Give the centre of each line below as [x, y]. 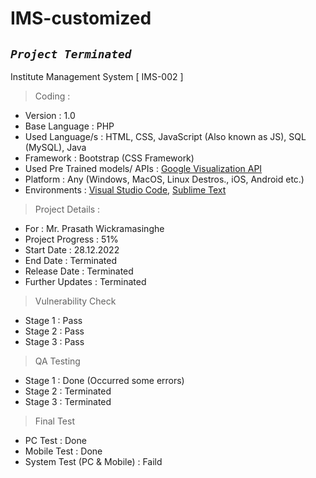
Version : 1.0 [50, 115]
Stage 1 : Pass [53, 320]
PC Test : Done [55, 440]
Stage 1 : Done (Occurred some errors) [104, 380]
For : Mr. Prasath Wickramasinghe [94, 228]
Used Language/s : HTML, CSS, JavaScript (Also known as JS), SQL [165, 136]
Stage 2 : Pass [54, 331]
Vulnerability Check [75, 301]
